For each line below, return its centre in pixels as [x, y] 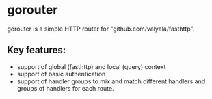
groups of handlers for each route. [65, 88]
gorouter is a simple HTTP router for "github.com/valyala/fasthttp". [101, 29]
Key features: [37, 50]
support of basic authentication [61, 74]
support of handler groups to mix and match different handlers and [111, 81]
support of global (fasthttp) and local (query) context [91, 66]
